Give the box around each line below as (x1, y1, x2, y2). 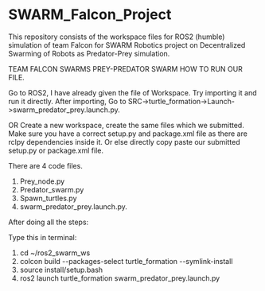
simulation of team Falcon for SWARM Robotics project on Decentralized (8, 40, 246, 49)
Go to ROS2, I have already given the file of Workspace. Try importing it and (8, 87, 257, 97)
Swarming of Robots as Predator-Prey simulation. (8, 48, 170, 58)
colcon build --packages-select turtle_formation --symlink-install (19, 256, 233, 266)
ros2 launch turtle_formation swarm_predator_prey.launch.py (19, 273, 220, 283)
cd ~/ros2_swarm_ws (19, 248, 91, 258)
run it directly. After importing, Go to (8, 96, 127, 106)
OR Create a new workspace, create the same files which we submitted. (8, 120, 244, 130)
